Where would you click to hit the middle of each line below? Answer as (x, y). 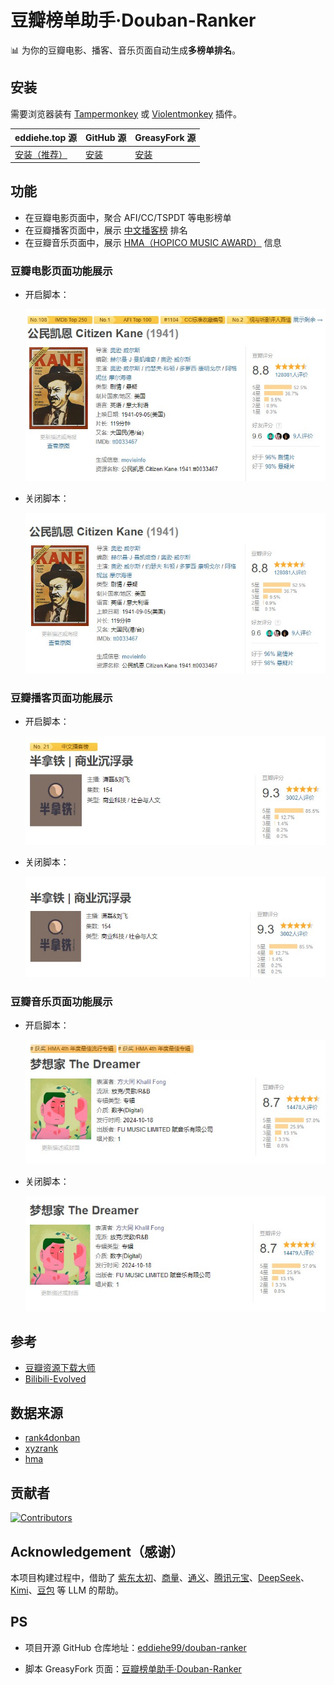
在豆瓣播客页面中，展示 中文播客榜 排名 (106, 230)
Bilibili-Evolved (55, 1379)
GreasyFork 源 (165, 138)
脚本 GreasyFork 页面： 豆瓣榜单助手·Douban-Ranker (133, 1668)
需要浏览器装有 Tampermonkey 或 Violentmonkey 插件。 (126, 113)
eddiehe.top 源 (46, 138)
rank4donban (52, 1438)
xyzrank (41, 1448)
